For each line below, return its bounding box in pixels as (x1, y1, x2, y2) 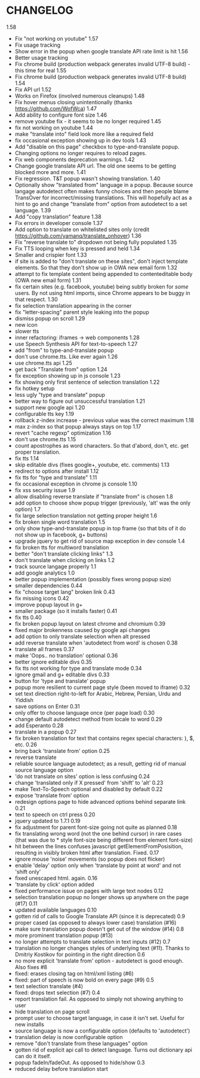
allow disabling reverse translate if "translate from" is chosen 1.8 (14, 493, 173, 500)
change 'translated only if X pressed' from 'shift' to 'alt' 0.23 (14, 779, 164, 786)
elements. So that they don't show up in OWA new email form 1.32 (14, 264, 177, 271)
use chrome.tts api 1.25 (14, 359, 73, 366)
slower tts (14, 327, 39, 335)
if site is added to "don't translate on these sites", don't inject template (14, 257, 188, 265)
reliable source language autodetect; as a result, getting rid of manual (14, 760, 186, 767)
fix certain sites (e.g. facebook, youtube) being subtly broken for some (14, 283, 189, 290)
